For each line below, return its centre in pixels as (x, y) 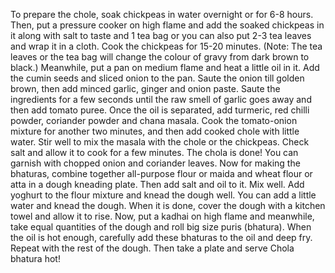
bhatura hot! (35, 258)
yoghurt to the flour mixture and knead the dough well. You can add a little (163, 195)
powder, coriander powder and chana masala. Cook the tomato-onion (154, 120)
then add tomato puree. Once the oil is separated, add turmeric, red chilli (160, 110)
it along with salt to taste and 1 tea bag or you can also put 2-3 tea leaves (161, 35)
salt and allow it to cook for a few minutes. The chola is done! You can (154, 152)
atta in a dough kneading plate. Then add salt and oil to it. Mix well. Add (157, 184)
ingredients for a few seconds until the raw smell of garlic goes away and (161, 99)
